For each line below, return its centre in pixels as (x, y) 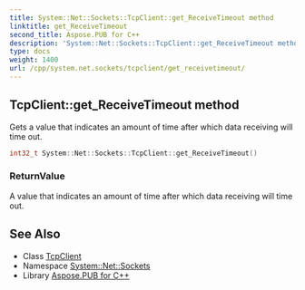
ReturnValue (37, 176)
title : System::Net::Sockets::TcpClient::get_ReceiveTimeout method (142, 18)
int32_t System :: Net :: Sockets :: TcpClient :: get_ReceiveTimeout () (133, 153)
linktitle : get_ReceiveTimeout (69, 26)
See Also (35, 234)
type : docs (30, 52)
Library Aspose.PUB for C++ (76, 275)
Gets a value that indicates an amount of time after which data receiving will (151, 127)
